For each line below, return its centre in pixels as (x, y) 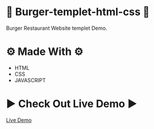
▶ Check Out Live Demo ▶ (72, 104)
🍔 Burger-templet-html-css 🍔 (78, 12)
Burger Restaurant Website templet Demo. (57, 28)
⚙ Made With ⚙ (45, 52)
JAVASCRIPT (30, 80)
